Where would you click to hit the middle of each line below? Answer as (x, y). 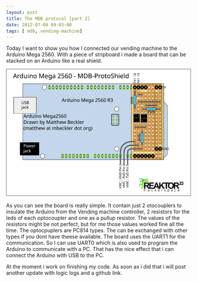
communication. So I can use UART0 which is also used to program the (92, 243)
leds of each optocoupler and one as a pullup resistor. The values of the (93, 218)
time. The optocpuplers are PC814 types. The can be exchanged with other (97, 230)
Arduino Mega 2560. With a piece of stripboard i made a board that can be (96, 55)
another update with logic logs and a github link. (64, 273)
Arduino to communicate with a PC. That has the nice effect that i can (90, 249)
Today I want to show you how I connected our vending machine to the (92, 48)
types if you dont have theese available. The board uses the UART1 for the (96, 237)
